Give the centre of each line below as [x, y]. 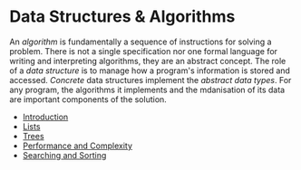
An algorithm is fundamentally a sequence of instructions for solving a [141, 42]
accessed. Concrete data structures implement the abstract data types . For [150, 80]
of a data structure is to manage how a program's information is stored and [150, 71]
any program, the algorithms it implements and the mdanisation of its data [147, 90]
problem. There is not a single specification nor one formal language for [144, 51]
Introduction [45, 117]
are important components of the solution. [88, 99]
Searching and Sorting [64, 155]
